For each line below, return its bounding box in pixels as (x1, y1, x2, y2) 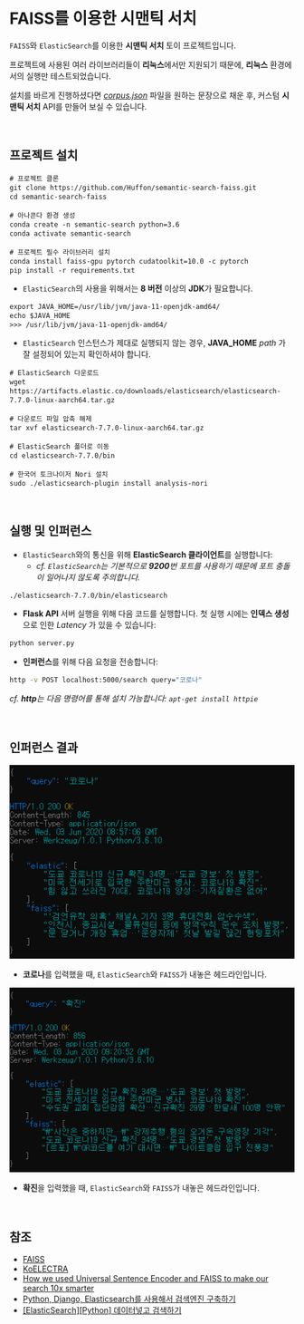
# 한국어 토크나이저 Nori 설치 (9, 469, 109, 478)
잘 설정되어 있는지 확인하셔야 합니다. (22, 348, 151, 359)
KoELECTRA (22, 1263, 69, 1274)
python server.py (9, 639, 75, 648)
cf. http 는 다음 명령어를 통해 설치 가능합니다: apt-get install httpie (9, 693, 259, 704)
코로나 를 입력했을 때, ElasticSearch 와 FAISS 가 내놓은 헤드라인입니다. (22, 969, 267, 980)
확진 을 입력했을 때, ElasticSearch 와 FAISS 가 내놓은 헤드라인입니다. (22, 1183, 260, 1194)
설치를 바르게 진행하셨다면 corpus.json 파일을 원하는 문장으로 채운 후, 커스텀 (9, 90, 280, 101)
